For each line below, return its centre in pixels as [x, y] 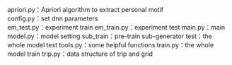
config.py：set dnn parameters [53, 18]
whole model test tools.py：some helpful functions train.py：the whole [111, 45]
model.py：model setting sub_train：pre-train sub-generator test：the [110, 36]
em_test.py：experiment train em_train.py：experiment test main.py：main [116, 27]
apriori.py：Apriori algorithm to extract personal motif [86, 10]
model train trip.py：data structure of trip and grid [80, 54]
